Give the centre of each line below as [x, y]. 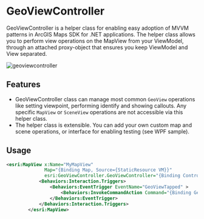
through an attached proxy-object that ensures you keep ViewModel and [97, 47]
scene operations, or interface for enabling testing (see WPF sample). [102, 131]
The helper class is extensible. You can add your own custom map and [104, 125]
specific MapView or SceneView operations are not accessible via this [99, 112]
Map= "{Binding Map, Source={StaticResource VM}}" [108, 170]
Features [23, 85]
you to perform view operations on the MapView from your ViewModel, [95, 41]
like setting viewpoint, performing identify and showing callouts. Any [101, 106]
